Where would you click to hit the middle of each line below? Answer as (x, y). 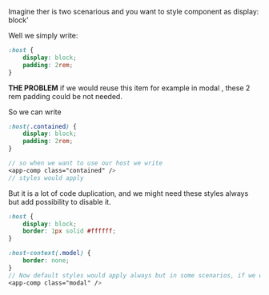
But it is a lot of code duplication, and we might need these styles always (128, 193)
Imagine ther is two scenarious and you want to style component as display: (134, 12)
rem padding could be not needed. (65, 96)
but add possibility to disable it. (60, 201)
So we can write (35, 112)
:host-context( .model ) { (50, 253)
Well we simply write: (43, 36)
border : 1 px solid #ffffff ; (69, 231)
